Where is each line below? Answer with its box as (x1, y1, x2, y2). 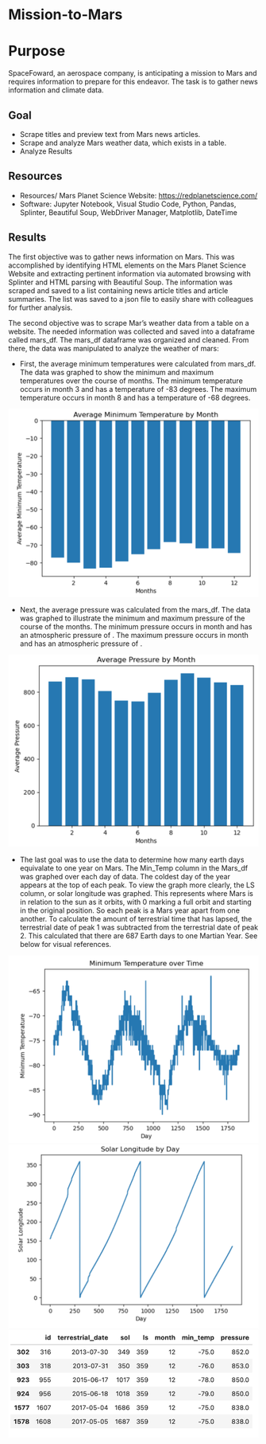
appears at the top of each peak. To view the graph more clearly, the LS (19, 880, 256, 890)
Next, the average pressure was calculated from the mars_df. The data (19, 605, 251, 614)
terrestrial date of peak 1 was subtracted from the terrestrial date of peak (19, 922, 259, 932)
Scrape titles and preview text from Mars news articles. (19, 129, 201, 139)
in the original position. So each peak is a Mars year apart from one (19, 906, 241, 915)
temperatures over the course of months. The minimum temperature (19, 376, 244, 385)
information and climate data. (8, 85, 105, 95)
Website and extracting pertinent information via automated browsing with (8, 268, 252, 278)
